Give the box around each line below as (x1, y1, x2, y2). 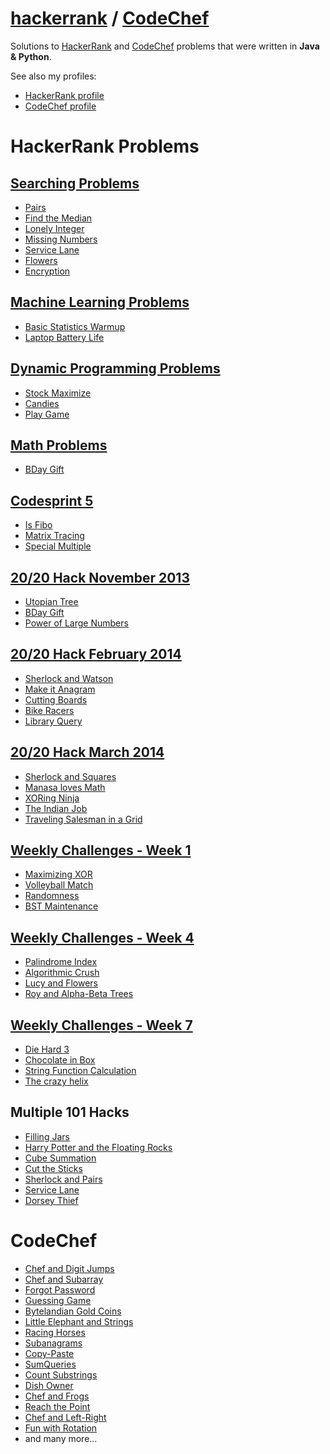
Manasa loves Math (24, 781, 106, 793)
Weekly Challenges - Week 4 (10, 929, 195, 946)
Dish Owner (24, 1379, 74, 1391)
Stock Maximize (24, 387, 92, 399)
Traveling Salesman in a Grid (24, 813, 143, 825)
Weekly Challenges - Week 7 (10, 1017, 193, 1034)
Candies (24, 397, 60, 409)
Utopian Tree (24, 596, 79, 607)
